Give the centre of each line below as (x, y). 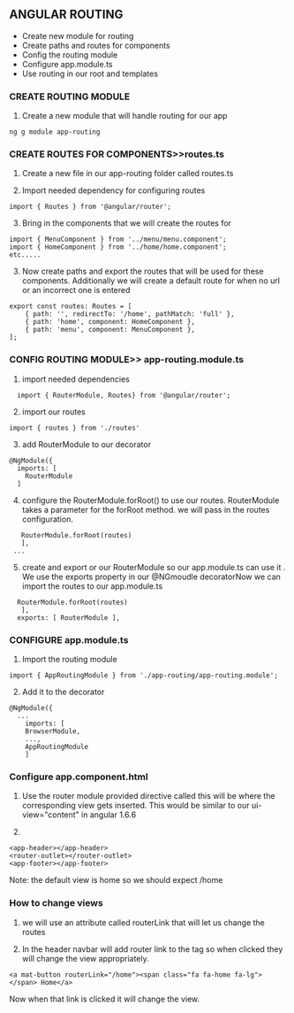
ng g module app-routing (55, 132)
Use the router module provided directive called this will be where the (148, 796)
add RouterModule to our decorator (87, 444)
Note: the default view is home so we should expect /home (116, 880)
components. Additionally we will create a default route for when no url (151, 281)
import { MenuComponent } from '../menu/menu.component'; (118, 240)
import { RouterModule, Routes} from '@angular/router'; (124, 395)
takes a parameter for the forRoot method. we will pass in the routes (146, 509)
